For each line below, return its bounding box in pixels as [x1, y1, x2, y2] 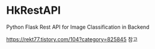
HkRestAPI [6, 4, 61, 17]
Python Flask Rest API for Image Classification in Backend [6, 23, 150, 30]
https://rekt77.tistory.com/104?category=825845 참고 [6, 35, 138, 42]
